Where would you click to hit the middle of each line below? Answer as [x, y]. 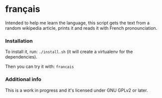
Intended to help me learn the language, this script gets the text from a [78, 23]
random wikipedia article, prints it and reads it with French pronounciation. [81, 28]
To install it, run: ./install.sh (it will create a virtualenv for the [69, 52]
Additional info [23, 79]
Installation [19, 41]
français [23, 9]
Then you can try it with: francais [40, 67]
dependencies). [21, 57]
